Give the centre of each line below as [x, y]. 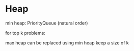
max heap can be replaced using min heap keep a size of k [67, 43]
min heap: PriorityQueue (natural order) [47, 23]
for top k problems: [25, 33]
